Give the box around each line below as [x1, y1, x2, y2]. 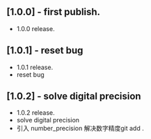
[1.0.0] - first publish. [6, 6, 101, 18]
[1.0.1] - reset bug [6, 45, 84, 57]
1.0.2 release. [16, 109, 55, 117]
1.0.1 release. [16, 63, 54, 71]
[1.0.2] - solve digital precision [6, 91, 141, 102]
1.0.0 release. [16, 24, 55, 33]
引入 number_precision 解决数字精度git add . [16, 124, 144, 133]
